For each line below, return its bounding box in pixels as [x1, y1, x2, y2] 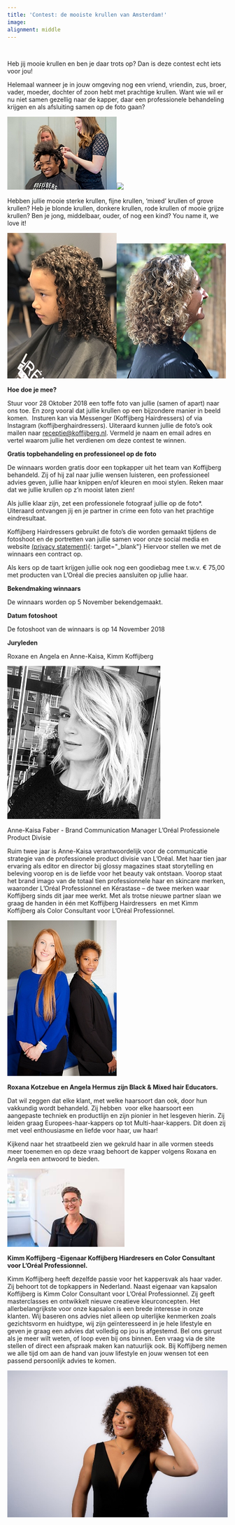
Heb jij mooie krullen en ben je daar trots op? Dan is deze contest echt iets [7, 59, 222, 68]
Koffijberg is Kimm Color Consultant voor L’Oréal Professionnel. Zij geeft [7, 1290, 215, 1298]
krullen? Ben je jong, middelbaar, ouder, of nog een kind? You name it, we [7, 212, 219, 220]
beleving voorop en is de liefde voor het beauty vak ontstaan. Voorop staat [7, 869, 222, 878]
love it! [7, 219, 27, 227]
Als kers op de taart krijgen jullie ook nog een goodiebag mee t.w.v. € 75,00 [7, 564, 225, 572]
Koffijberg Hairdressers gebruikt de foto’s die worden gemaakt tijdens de [7, 528, 217, 536]
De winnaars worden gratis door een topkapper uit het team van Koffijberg [7, 464, 222, 472]
